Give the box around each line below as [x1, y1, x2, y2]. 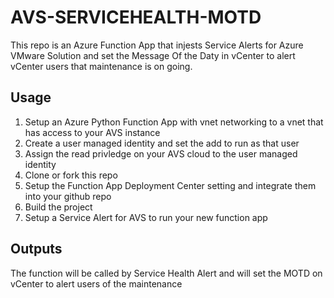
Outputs [10, 241, 63, 258]
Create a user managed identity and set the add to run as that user [24, 137, 300, 149]
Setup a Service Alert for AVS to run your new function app [24, 211, 268, 223]
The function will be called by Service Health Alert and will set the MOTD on [10, 267, 323, 279]
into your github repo [24, 190, 112, 202]
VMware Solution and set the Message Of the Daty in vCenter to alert [10, 49, 296, 61]
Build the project [24, 201, 93, 213]
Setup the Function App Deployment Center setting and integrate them [24, 179, 317, 191]
